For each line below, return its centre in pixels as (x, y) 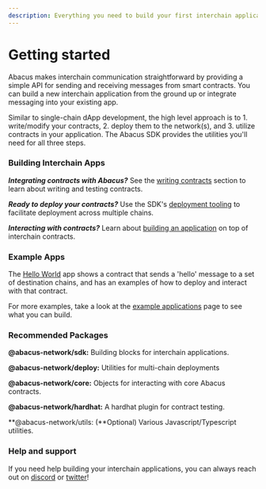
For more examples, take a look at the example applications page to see (125, 307)
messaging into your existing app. (63, 102)
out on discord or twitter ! (49, 477)
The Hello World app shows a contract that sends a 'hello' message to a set (131, 274)
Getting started (59, 54)
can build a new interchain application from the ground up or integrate (122, 94)
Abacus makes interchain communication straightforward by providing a (126, 77)
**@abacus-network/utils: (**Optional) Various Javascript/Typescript (122, 422)
